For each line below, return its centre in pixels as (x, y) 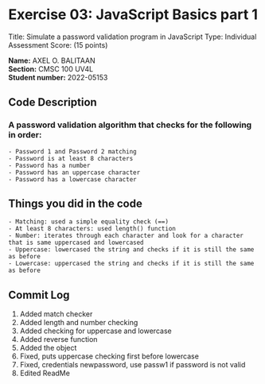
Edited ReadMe (45, 373)
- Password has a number (49, 165)
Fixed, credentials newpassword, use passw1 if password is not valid (132, 365)
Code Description (53, 102)
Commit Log (39, 295)
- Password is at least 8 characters (71, 158)
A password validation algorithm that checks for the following (130, 125)
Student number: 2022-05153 (58, 77)
